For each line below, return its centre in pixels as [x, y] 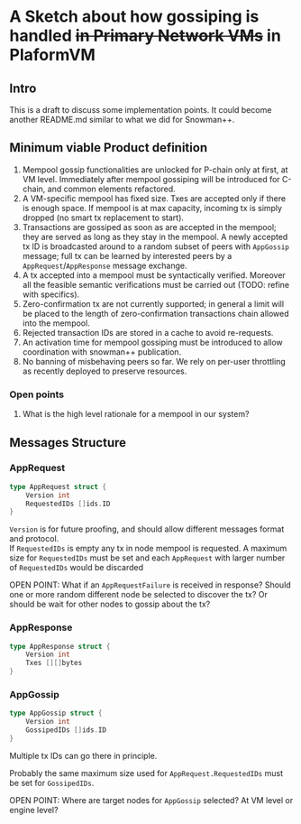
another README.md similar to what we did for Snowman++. [122, 120]
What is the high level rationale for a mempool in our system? [136, 414]
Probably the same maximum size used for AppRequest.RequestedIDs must [146, 773]
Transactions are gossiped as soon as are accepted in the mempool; [149, 227]
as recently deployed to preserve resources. [105, 371]
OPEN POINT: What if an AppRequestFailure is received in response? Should [150, 585]
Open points [37, 394]
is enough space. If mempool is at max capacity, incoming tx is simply [152, 208]
